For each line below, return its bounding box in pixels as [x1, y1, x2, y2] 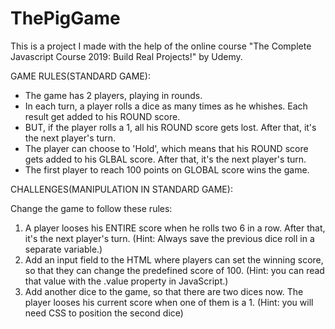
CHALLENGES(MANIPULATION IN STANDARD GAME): [10, 183, 233, 195]
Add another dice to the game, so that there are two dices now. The [24, 285, 304, 297]
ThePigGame [10, 7, 121, 30]
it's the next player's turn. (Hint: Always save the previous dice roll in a [24, 232, 315, 244]
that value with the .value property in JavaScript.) [24, 275, 229, 287]
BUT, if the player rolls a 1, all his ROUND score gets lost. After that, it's [24, 121, 317, 133]
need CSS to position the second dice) [24, 307, 184, 319]
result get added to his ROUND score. [24, 110, 181, 122]
